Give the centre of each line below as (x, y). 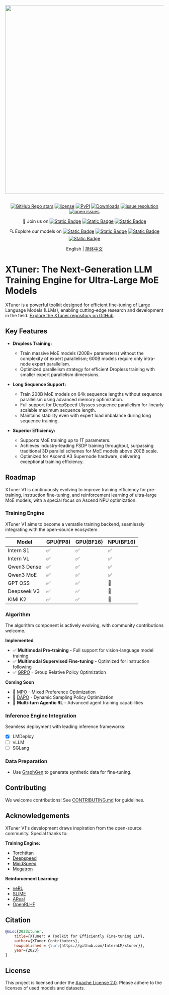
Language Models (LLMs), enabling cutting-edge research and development (84, 310)
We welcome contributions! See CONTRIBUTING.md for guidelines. (75, 800)
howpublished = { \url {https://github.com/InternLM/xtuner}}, (79, 946)
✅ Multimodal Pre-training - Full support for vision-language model (83, 650)
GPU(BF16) (89, 541)
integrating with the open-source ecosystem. (52, 529)
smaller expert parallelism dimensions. (60, 375)
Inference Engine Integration (41, 716)
